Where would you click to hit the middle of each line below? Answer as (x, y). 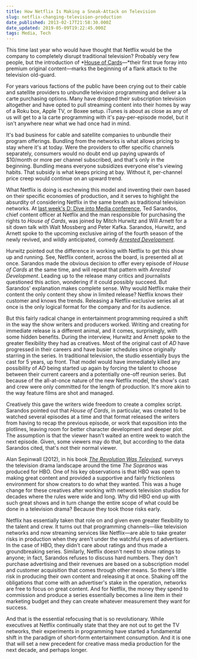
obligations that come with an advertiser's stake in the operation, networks (96, 583)
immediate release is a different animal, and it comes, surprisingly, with (92, 331)
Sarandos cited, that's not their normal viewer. (62, 448)
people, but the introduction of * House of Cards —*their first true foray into (97, 63)
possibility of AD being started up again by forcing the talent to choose (91, 368)
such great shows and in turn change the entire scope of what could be (92, 503)
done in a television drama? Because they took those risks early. (84, 509)
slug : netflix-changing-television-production (64, 17)
